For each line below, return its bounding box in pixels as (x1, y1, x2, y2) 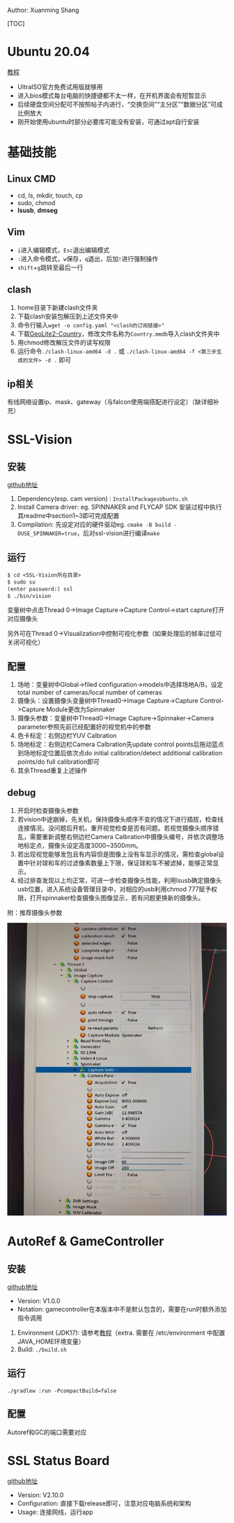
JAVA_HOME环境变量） (17, 1337, 85, 1346)
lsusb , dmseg (17, 206, 58, 214)
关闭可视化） (7, 638, 44, 646)
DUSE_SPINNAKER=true (17, 530, 77, 537)
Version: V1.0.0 (17, 1297, 61, 1305)
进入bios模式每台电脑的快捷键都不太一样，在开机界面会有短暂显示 (17, 91, 207, 100)
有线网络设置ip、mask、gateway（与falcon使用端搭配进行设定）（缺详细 (7, 398, 214, 406)
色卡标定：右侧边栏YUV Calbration (17, 731, 117, 739)
